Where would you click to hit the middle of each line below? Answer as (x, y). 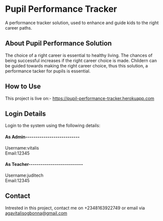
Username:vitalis (22, 148)
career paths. (19, 28)
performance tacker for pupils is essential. (48, 71)
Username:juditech (24, 175)
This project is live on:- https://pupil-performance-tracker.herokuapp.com (80, 98)
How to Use (23, 86)
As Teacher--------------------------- (44, 164)
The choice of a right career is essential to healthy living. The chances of (79, 55)
